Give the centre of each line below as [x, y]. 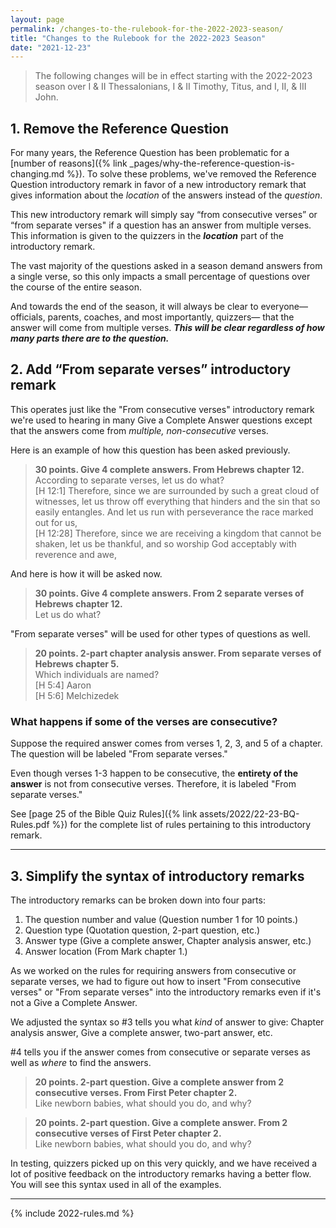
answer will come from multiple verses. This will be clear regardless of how [167, 328]
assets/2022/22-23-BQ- [249, 814]
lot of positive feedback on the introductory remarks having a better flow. [161, 1173]
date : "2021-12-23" [51, 47]
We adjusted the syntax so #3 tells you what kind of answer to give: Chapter [167, 1022]
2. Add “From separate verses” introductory [151, 369]
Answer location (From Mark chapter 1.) [106, 951]
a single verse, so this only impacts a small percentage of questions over [160, 277]
